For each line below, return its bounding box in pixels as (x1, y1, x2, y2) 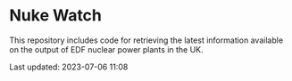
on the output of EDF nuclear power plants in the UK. (9, 44, 204, 54)
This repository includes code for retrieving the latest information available (9, 35, 284, 45)
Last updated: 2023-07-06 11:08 (9, 61, 129, 72)
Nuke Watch (9, 5, 103, 26)
